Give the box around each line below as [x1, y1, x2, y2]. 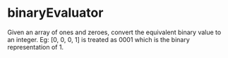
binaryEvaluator [7, 5, 104, 21]
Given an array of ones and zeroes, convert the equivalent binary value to [7, 28, 222, 36]
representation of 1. [7, 43, 64, 51]
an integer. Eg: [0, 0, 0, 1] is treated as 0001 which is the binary [7, 35, 191, 43]
